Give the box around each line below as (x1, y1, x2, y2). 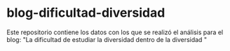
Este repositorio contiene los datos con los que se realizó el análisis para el (6, 28, 224, 36)
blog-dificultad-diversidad (6, 5, 165, 21)
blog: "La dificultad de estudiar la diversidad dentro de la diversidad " (6, 35, 208, 43)
